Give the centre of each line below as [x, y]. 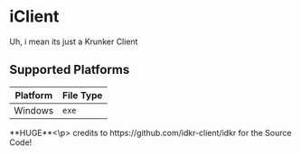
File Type [82, 95]
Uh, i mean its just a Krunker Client [74, 41]
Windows [34, 110]
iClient [34, 17]
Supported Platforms [70, 70]
